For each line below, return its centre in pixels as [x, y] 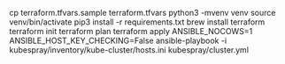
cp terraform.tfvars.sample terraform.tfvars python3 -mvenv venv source [142, 13]
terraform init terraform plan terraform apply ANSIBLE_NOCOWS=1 [131, 31]
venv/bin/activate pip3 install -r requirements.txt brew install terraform [137, 22]
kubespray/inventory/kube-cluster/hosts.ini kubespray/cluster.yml [129, 50]
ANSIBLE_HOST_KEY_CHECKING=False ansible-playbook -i [118, 40]
